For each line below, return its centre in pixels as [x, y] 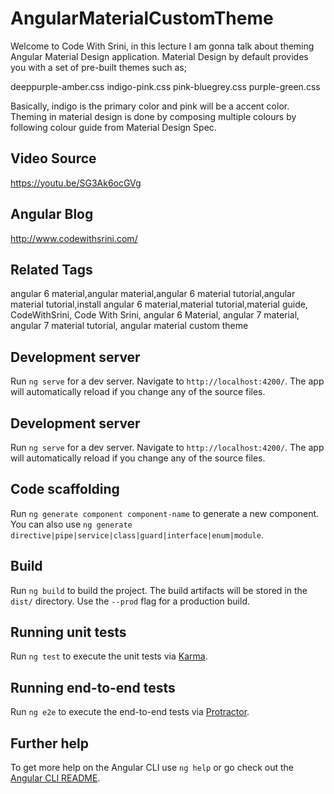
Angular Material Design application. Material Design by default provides [159, 56]
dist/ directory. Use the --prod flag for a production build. [130, 601]
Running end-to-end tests [93, 687]
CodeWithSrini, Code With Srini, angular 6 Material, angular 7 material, [155, 315]
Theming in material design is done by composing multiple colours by [153, 116]
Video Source [53, 158]
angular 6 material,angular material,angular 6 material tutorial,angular [153, 294]
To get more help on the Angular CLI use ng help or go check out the [152, 768]
